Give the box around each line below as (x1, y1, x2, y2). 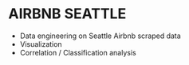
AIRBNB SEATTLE (8, 5, 127, 23)
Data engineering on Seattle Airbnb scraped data (19, 31, 181, 40)
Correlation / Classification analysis (19, 48, 137, 57)
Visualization (19, 39, 62, 48)
